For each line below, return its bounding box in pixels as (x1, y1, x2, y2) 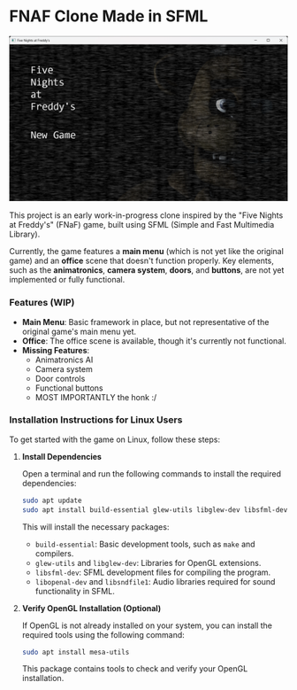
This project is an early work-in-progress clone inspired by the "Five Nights (9, 210, 284, 221)
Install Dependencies (21, 451, 102, 461)
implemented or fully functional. (9, 275, 126, 285)
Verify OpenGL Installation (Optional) (21, 602, 162, 613)
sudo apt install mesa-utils (21, 647, 130, 656)
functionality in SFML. (34, 585, 115, 596)
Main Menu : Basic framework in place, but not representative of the (21, 316, 270, 327)
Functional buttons (34, 383, 103, 393)
